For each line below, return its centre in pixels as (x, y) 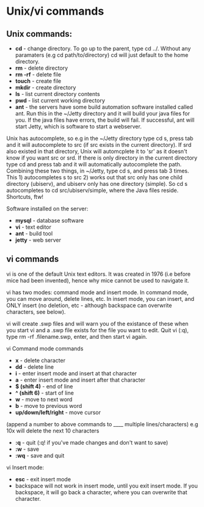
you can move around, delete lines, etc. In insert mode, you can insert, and (100, 298)
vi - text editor (33, 227)
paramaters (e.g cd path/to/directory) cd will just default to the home (102, 55)
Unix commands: (39, 34)
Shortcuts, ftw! (25, 197)
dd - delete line (34, 367)
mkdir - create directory (46, 87)
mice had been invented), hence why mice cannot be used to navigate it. (98, 280)
